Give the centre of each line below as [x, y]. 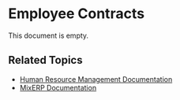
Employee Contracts [76, 14]
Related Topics [45, 60]
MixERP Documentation [58, 87]
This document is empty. [49, 35]
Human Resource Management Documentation [96, 79]
